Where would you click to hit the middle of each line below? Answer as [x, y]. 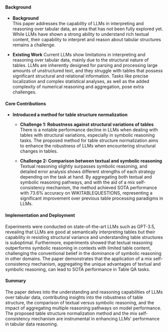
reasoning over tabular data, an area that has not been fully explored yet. [88, 29]
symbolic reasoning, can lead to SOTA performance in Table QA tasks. [78, 269]
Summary [16, 281]
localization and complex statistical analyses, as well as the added [81, 81]
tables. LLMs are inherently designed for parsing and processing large [85, 65]
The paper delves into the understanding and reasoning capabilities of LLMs [84, 292]
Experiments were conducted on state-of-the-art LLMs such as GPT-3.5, [80, 226]
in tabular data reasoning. [32, 324]
